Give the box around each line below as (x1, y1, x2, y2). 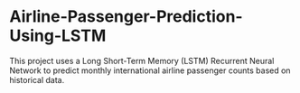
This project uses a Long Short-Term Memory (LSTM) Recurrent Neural (9, 55, 275, 66)
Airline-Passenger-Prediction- (9, 6, 243, 27)
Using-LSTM (9, 25, 107, 46)
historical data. (9, 74, 65, 85)
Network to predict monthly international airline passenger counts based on (9, 65, 291, 76)
